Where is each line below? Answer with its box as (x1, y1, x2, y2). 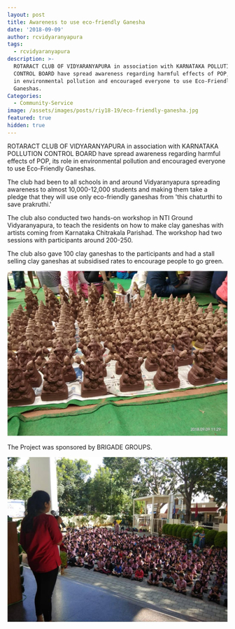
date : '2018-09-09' (7, 26, 64, 33)
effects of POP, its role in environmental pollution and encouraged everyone (7, 157, 226, 165)
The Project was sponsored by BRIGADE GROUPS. (7, 442, 152, 451)
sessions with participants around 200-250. (7, 236, 134, 244)
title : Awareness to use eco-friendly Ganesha (7, 18, 145, 26)
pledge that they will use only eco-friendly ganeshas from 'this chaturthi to (7, 192, 222, 201)
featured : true (7, 115, 52, 122)
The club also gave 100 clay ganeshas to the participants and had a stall (7, 249, 215, 258)
